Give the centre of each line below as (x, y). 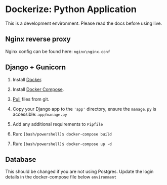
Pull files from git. (31, 99)
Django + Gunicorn (36, 67)
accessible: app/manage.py (40, 114)
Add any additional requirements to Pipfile (58, 124)
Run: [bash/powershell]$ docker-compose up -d (62, 144)
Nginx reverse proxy (38, 39)
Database (21, 159)
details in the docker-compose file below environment (61, 177)
